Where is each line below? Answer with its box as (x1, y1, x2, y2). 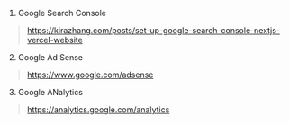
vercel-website (26, 35, 83, 45)
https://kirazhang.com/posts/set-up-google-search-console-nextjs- (26, 25, 281, 35)
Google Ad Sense (17, 52, 84, 62)
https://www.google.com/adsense (26, 69, 154, 80)
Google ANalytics (17, 87, 84, 97)
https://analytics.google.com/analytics (26, 104, 170, 115)
